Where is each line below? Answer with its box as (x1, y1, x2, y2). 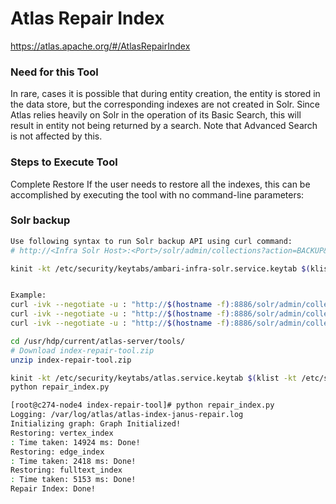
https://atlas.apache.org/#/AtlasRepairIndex (10, 40, 191, 52)
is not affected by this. (10, 130, 103, 142)
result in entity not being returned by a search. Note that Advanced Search (10, 120, 318, 132)
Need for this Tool (10, 65, 99, 79)
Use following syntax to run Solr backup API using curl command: (10, 236, 293, 246)
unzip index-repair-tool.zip (10, 355, 132, 365)
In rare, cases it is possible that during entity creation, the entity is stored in (10, 88, 321, 100)
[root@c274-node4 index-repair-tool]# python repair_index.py (10, 400, 275, 411)
